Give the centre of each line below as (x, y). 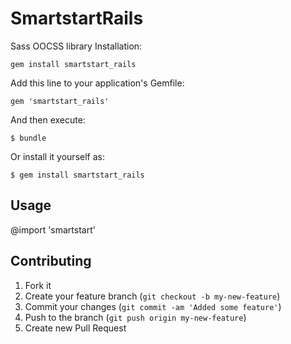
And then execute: (48, 119)
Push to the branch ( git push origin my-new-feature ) (135, 317)
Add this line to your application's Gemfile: (97, 83)
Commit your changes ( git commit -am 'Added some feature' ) (153, 306)
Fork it (38, 285)
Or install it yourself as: (57, 156)
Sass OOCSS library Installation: (76, 46)
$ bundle (28, 138)
